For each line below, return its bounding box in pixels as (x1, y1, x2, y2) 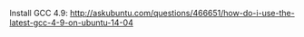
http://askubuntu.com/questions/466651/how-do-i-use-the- (69, 8, 295, 18)
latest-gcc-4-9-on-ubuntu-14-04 (9, 17, 133, 28)
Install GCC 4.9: (9, 8, 68, 18)
